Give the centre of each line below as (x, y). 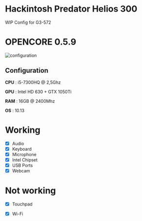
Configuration (27, 71)
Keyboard (22, 149)
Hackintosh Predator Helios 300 (71, 9)
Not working (30, 191)
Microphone (24, 154)
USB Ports (22, 165)
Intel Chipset (25, 160)
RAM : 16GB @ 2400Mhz (30, 101)
